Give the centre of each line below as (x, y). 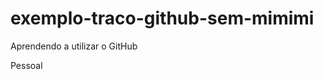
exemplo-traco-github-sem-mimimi (162, 18)
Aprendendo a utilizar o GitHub (74, 46)
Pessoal (26, 65)
